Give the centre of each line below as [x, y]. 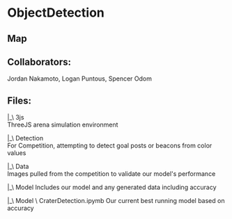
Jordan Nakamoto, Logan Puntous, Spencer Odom [79, 79]
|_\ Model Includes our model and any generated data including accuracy [112, 187]
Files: [19, 100]
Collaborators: [39, 62]
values [17, 153]
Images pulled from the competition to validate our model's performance [111, 174]
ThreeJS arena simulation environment [63, 125]
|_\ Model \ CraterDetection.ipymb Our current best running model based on [116, 201]
